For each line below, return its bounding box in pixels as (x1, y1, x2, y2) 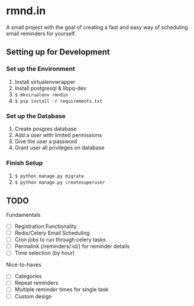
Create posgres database (14, 125, 77, 132)
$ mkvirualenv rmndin (14, 92, 68, 98)
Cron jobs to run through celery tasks (14, 236, 106, 243)
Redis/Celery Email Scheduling (14, 229, 90, 237)
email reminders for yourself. (6, 30, 76, 37)
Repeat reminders (14, 279, 59, 287)
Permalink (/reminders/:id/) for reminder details (14, 243, 130, 250)
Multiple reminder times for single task (14, 286, 109, 293)
